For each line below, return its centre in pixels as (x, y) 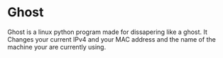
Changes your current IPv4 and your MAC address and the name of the (112, 39)
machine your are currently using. (57, 47)
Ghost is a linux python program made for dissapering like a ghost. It (108, 32)
